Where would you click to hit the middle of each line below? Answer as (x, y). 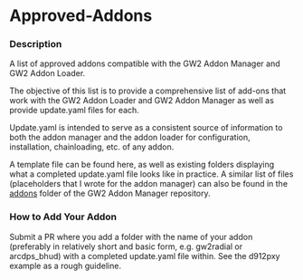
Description (36, 44)
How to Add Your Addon (63, 217)
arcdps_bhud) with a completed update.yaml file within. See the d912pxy (145, 256)
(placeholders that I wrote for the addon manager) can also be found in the (148, 184)
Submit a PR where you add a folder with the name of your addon (131, 237)
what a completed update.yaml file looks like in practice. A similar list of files (151, 174)
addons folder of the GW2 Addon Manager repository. (110, 193)
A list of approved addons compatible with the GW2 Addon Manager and (145, 63)
